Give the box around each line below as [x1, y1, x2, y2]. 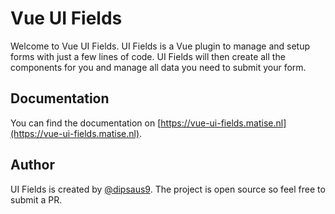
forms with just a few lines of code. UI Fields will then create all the [10, 50, 286, 62]
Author [10, 157, 55, 174]
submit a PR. [10, 193, 63, 206]
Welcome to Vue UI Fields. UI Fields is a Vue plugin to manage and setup [10, 40, 311, 52]
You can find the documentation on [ [10, 117, 162, 129]
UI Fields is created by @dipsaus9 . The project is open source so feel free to [10, 183, 326, 195]
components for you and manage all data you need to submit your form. [10, 61, 307, 73]
